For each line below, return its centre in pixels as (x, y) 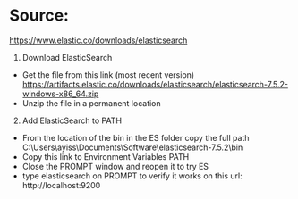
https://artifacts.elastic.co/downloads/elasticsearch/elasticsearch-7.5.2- (155, 84)
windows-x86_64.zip (60, 94)
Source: (39, 16)
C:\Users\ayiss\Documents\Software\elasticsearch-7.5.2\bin (132, 147)
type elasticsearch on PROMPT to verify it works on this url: (132, 176)
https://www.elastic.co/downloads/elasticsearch (98, 40)
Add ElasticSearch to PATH (72, 120)
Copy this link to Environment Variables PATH (106, 156)
